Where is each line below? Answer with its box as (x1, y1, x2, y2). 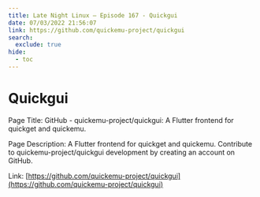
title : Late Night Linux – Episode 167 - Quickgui (8, 11, 178, 20)
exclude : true (15, 41, 61, 49)
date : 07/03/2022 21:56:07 (8, 19, 97, 27)
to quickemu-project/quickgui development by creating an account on (8, 147, 235, 157)
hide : (8, 48, 26, 56)
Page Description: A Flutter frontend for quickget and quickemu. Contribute (8, 139, 253, 148)
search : (8, 33, 34, 42)
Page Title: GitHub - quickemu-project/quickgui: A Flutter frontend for (8, 115, 234, 125)
